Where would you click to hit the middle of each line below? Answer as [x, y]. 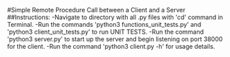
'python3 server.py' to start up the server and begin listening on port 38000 [115, 39]
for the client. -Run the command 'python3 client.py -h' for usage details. [111, 46]
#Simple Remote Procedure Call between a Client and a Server [96, 10]
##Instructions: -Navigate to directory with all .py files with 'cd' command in [115, 17]
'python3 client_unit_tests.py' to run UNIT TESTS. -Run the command [106, 32]
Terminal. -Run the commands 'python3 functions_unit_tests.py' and [104, 24]
